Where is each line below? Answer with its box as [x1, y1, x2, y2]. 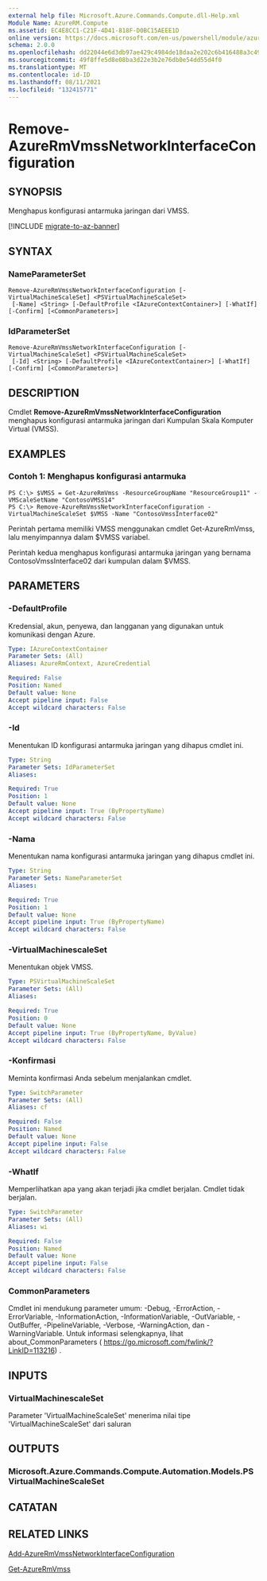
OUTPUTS [8, 1442, 60, 1455]
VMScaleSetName [8, 496, 59, 504]
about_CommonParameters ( [8, 1337, 103, 1347]
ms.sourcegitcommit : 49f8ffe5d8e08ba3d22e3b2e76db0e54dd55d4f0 [8, 56, 222, 64]
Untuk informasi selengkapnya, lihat [66, 1329, 184, 1339]
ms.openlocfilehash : [8, 48, 77, 56]
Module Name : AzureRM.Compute [8, 19, 109, 27]
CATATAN [8, 1500, 58, 1514]
